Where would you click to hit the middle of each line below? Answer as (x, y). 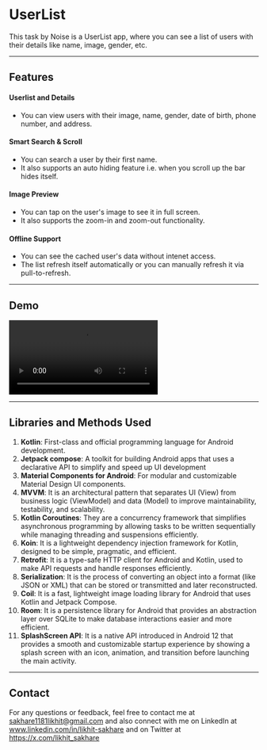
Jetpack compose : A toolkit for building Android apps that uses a (127, 458)
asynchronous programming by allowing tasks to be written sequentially (138, 526)
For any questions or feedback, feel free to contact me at (102, 712)
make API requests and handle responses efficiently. (106, 568)
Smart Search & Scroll (46, 142)
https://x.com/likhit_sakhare (54, 737)
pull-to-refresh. (46, 273)
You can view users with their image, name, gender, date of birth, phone (138, 115)
